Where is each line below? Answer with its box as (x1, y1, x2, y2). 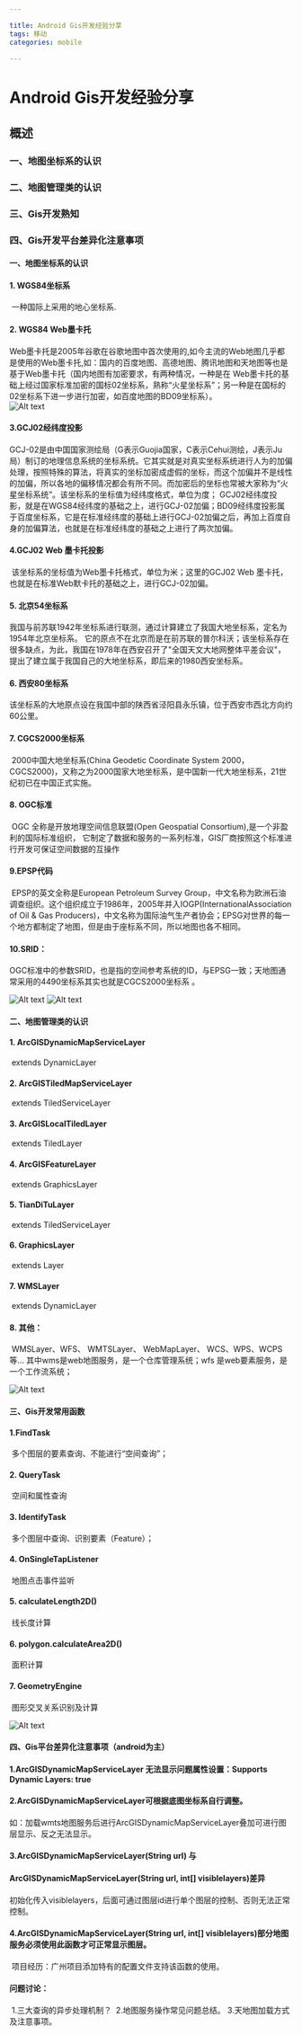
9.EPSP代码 (9, 866, 54, 876)
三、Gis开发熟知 (9, 208, 80, 220)
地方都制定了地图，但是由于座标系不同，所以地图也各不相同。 (16, 921, 245, 932)
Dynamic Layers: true (9, 1773, 92, 1784)
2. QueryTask (9, 1469, 61, 1480)
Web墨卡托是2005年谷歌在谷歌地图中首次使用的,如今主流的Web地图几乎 (9, 345, 278, 356)
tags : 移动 (9, 29, 48, 39)
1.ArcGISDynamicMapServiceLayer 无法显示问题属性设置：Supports (9, 1764, 268, 1774)
